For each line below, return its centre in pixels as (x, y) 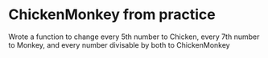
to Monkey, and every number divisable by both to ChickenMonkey (120, 44)
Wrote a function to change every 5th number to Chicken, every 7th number (134, 37)
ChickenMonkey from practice (112, 15)
